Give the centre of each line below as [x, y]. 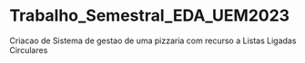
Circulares [29, 49]
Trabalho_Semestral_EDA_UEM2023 [149, 16]
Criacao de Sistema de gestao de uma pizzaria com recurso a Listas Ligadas [153, 40]
